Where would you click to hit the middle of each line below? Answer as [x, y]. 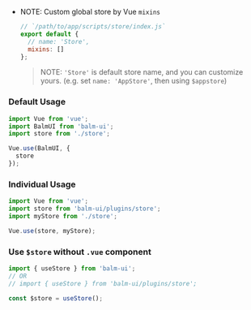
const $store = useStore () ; [56, 298]
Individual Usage [42, 184]
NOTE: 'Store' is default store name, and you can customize [142, 72]
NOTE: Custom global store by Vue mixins [90, 12]
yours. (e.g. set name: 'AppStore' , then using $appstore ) [134, 81]
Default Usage [37, 102]
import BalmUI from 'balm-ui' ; [61, 126]
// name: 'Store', [59, 41]
